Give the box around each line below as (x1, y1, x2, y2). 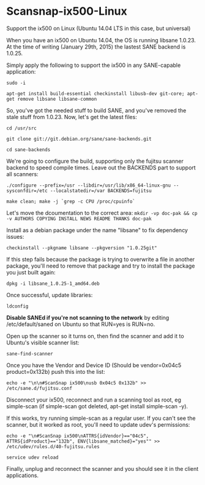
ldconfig (6, 303, 29, 309)
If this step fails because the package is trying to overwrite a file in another (6, 255, 195, 263)
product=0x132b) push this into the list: (6, 368, 105, 375)
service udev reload (6, 454, 59, 460)
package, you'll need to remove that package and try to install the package (6, 262, 195, 270)
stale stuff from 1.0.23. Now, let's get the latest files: (6, 113, 138, 120)
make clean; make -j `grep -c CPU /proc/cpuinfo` (6, 198, 136, 204)
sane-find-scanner (6, 351, 53, 357)
